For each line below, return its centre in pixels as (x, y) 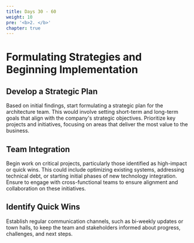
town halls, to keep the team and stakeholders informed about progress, (93, 227)
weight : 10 (19, 17)
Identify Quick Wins (43, 207)
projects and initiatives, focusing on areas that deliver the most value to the (97, 124)
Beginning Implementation (72, 70)
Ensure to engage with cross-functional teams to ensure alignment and (92, 182)
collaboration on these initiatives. (46, 189)
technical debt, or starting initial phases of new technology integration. (92, 176)
